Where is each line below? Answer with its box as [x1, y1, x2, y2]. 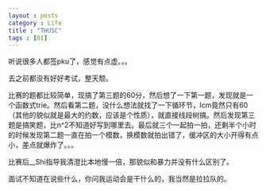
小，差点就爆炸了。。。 [8, 140, 78, 150]
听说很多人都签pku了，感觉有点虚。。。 [8, 57, 133, 66]
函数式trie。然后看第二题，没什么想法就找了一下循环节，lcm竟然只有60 [14, 100, 249, 110]
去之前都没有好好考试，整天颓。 [8, 73, 113, 84]
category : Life [8, 19, 62, 27]
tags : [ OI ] [8, 33, 48, 42]
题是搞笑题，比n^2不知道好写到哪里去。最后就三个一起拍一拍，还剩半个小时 [8, 120, 256, 130]
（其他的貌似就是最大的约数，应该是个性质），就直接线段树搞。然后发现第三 [8, 111, 256, 120]
